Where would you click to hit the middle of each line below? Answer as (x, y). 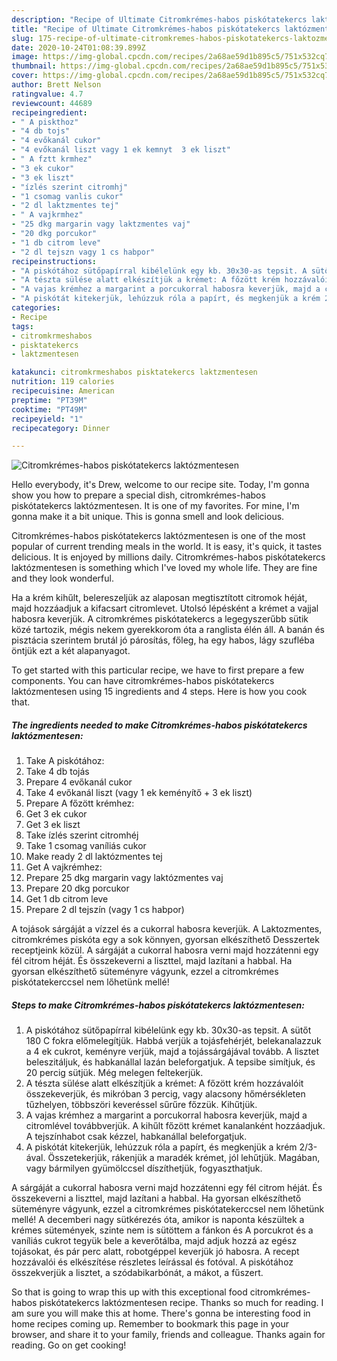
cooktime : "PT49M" (49, 409)
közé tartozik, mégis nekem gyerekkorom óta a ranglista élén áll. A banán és (168, 630)
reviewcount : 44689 (52, 103)
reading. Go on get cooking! (69, 1345)
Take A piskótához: (65, 761)
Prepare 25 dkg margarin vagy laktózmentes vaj (124, 878)
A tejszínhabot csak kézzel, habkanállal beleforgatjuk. (136, 1137)
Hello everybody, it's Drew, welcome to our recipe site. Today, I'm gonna (160, 485)
